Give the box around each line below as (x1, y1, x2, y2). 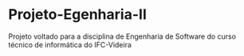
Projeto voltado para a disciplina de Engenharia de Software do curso (8, 32, 237, 41)
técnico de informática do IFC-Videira (8, 39, 132, 49)
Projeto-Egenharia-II (8, 6, 148, 24)
